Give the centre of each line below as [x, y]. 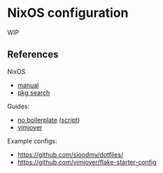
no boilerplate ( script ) [49, 120]
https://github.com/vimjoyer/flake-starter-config [87, 162]
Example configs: [32, 141]
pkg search [34, 92]
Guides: [19, 106]
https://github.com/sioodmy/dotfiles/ [70, 154]
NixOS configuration [68, 13]
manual [28, 85]
